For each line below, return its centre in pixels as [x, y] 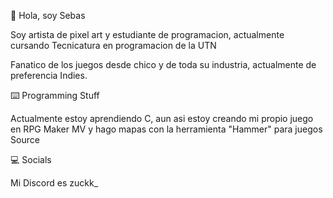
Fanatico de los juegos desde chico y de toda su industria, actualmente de [163, 64]
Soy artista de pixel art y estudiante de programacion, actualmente [147, 34]
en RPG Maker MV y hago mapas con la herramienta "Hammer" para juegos [166, 129]
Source [25, 139]
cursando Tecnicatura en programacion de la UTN [113, 45]
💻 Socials [31, 159]
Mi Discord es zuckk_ [54, 183]
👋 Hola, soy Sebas [48, 15]
